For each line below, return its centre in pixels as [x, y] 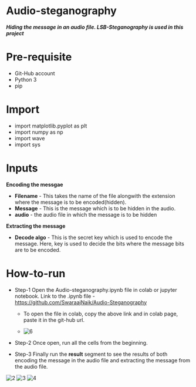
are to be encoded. [38, 250]
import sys [28, 144]
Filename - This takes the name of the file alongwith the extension [95, 196]
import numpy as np [39, 132]
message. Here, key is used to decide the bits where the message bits [99, 243]
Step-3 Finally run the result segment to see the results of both [91, 354]
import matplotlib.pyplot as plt [51, 126]
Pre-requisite [39, 57]
